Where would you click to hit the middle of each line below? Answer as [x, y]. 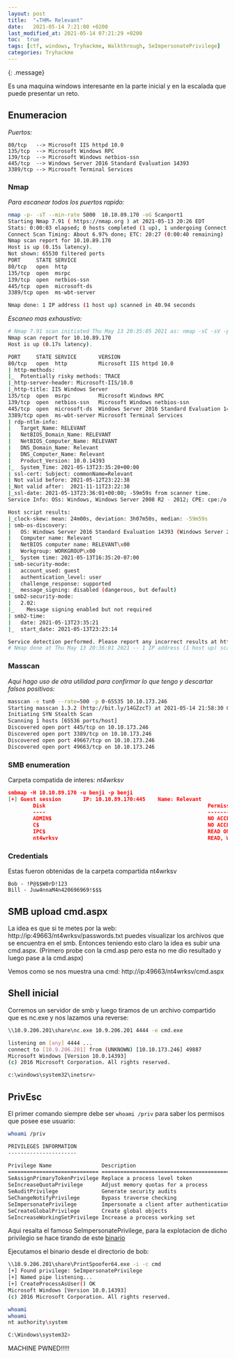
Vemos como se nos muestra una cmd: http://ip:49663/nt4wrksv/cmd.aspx [116, 971]
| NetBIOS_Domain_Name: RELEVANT [60, 435]
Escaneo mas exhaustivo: [45, 319]
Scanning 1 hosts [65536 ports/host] [63, 721]
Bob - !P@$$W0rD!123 [38, 884]
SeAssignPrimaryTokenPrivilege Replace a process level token [100, 1179]
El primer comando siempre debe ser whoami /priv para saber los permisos [116, 1113]
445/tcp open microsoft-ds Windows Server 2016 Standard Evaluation [114, 409]
